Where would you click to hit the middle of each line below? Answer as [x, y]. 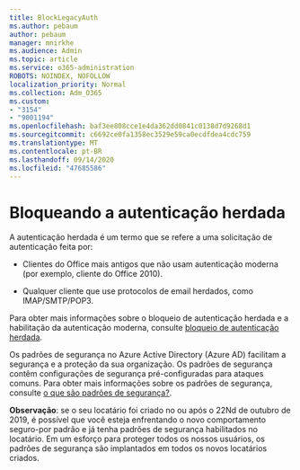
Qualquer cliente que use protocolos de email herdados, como [138, 291]
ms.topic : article [44, 59]
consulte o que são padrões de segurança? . [91, 393]
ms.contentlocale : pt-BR [56, 151]
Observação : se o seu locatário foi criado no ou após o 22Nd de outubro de [150, 411]
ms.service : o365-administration [72, 68]
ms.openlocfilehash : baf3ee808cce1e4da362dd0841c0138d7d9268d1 [130, 127]
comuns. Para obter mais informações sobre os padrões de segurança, [141, 384]
